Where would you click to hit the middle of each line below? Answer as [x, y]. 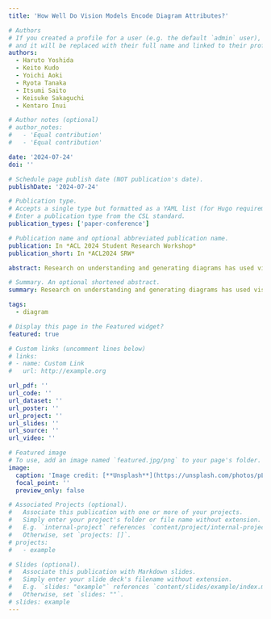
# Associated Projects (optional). [68, 505]
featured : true [34, 334]
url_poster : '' [34, 408]
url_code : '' [30, 393]
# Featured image [38, 453]
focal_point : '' [43, 483]
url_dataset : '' [35, 400]
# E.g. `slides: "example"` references [79, 587]
